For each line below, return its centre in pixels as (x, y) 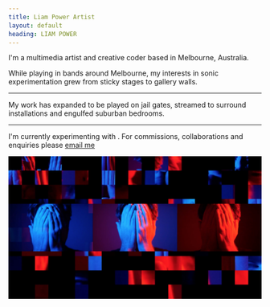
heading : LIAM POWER (43, 34)
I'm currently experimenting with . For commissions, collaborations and (126, 137)
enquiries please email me (52, 145)
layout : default (35, 25)
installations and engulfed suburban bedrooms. (86, 113)
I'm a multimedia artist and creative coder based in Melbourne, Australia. (129, 58)
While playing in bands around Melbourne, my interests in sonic (114, 73)
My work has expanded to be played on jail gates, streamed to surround (127, 105)
